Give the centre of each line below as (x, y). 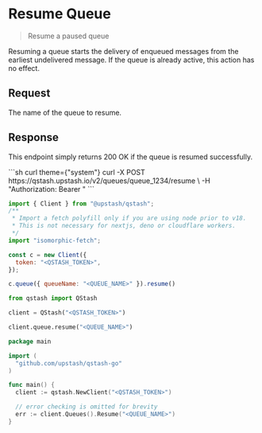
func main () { (32, 385)
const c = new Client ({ (48, 255)
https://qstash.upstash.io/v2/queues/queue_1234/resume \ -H (109, 181)
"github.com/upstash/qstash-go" (69, 363)
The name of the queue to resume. (65, 112)
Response (34, 137)
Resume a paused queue (68, 36)
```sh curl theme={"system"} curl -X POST (77, 172)
